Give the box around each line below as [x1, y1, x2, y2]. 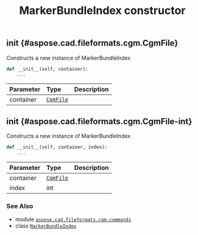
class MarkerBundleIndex [15, 222, 77, 230]
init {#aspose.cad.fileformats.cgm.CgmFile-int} [6, 116, 193, 127]
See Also [6, 202, 34, 210]
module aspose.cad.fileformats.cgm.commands [15, 216, 132, 223]
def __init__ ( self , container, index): [6, 144, 108, 150]
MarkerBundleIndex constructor [19, 4, 186, 18]
